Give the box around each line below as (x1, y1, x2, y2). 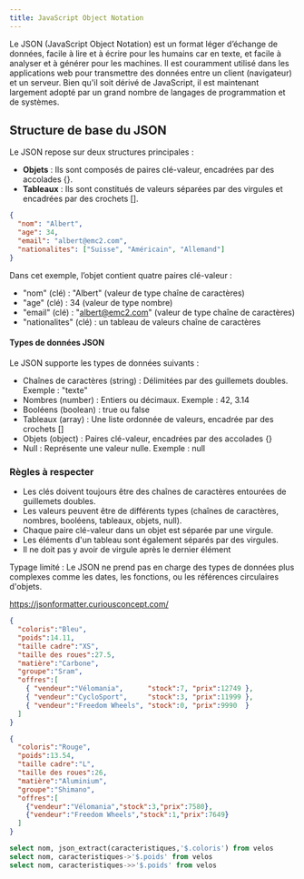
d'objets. (9, 581, 43, 592)
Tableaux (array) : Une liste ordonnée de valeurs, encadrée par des (22, 413, 274, 424)
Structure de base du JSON (9, 123, 167, 138)
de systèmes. (9, 96, 60, 107)
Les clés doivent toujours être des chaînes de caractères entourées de (22, 486, 287, 497)
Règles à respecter (9, 465, 94, 478)
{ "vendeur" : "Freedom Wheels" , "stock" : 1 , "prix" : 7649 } (25, 811, 230, 820)
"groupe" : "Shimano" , (17, 784, 95, 794)
